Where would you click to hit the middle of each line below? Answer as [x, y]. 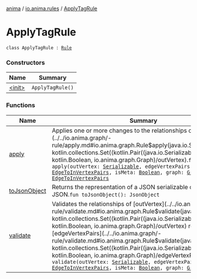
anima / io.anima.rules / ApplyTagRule [52, 9]
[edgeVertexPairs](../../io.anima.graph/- [107, 233]
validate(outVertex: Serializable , [101, 262]
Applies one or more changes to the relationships [120, 130]
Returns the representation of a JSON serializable [120, 187]
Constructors [26, 62]
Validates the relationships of [92, 204]
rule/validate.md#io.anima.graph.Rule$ [105, 240]
